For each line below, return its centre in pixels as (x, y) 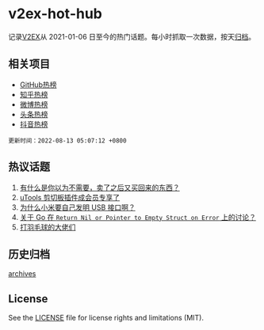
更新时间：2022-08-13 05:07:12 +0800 (67, 140)
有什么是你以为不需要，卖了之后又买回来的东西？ (99, 188)
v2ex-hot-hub (55, 14)
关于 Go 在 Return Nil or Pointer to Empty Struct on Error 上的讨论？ (138, 217)
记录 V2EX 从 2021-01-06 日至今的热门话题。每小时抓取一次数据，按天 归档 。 (132, 36)
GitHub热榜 (38, 85)
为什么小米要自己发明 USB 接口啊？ (78, 207)
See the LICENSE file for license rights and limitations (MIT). (106, 318)
